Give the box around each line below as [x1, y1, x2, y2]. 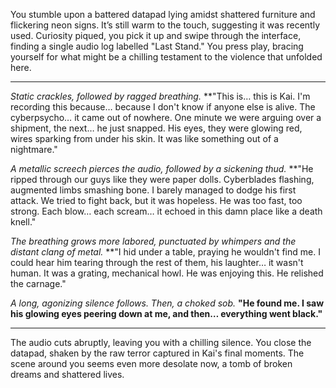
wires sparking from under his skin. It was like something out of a [10, 133, 279, 144]
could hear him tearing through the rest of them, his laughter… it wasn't [10, 257, 304, 268]
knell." [10, 216, 37, 228]
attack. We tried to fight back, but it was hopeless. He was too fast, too [10, 195, 303, 206]
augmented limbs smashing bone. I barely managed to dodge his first [10, 184, 297, 196]
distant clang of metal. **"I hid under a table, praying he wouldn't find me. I [10, 246, 321, 258]
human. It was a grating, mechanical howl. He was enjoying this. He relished [10, 267, 324, 279]
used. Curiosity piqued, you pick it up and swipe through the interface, [10, 30, 302, 41]
